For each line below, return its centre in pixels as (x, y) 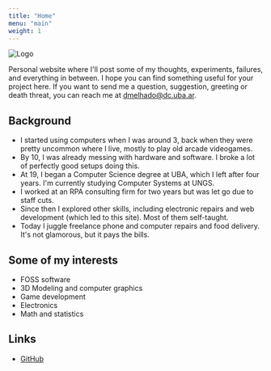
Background (40, 121)
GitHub (32, 358)
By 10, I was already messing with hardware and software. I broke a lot (138, 158)
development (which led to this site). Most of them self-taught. (124, 217)
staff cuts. (37, 200)
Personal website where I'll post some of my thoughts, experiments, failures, (136, 70)
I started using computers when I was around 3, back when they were (136, 140)
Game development (53, 297)
